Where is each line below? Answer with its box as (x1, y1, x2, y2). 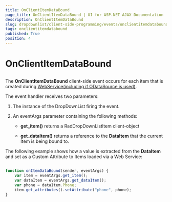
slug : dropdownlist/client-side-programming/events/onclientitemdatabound (5, 21, 168, 27)
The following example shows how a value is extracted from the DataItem (5, 148, 161, 155)
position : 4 (5, 36, 31, 41)
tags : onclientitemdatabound (5, 27, 68, 32)
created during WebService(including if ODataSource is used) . (5, 84, 137, 90)
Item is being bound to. (20, 138, 69, 144)
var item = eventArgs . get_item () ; (14, 173, 88, 179)
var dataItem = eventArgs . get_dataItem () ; (14, 178, 106, 183)
